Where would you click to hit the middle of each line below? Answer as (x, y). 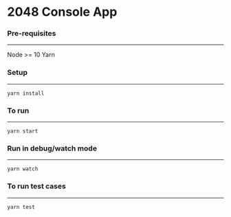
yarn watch (23, 169)
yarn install (26, 93)
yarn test (21, 207)
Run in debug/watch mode (52, 148)
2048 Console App (62, 12)
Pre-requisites (32, 34)
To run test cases (37, 186)
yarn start (23, 131)
